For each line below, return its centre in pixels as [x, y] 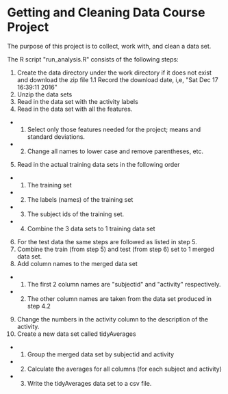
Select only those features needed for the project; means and [114, 129]
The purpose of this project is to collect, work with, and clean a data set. [109, 46]
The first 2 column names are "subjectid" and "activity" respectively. [124, 284]
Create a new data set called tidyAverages [76, 334]
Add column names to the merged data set [77, 263]
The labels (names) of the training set [80, 199]
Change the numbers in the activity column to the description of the [113, 319]
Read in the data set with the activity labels [77, 101]
